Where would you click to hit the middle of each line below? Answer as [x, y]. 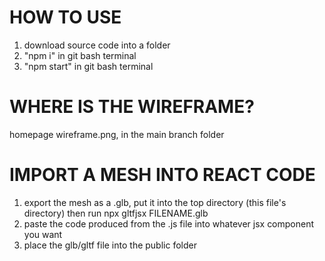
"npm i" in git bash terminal [80, 55]
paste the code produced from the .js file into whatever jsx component [169, 223]
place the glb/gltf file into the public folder [110, 245]
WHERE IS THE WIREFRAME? [132, 107]
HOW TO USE [65, 17]
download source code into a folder [97, 45]
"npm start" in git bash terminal [88, 66]
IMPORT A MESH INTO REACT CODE [162, 175]
